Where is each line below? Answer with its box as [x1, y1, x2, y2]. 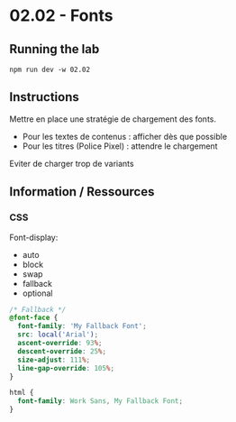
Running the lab [9, 41, 100, 57]
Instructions [9, 89, 79, 105]
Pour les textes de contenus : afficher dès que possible [22, 131, 228, 142]
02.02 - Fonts [9, 5, 113, 26]
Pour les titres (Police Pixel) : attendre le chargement [22, 141, 218, 151]
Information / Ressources [9, 184, 155, 199]
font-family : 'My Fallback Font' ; [17, 322, 147, 331]
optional [22, 288, 53, 298]
